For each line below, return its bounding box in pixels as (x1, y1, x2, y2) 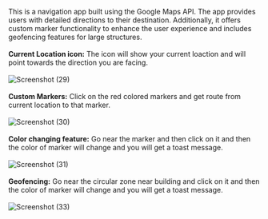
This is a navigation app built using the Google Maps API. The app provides (8, 7, 256, 16)
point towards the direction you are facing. (8, 58, 148, 67)
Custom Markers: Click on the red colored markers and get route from (8, 92, 242, 101)
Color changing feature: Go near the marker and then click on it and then (8, 134, 251, 143)
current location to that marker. (8, 100, 110, 109)
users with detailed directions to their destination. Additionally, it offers (8, 15, 242, 25)
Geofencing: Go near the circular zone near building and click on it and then (8, 177, 260, 186)
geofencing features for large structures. (8, 32, 142, 42)
